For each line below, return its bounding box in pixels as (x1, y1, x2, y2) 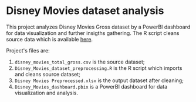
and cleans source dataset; (14, 71, 81, 78)
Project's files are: (6, 47, 50, 54)
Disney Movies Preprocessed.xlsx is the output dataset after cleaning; (14, 77, 184, 84)
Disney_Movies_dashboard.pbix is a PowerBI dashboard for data (14, 83, 168, 90)
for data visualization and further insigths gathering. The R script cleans (6, 29, 180, 36)
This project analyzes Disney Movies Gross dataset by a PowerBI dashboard (6, 23, 191, 30)
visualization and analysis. (14, 89, 78, 96)
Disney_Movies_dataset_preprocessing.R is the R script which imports (14, 64, 183, 71)
